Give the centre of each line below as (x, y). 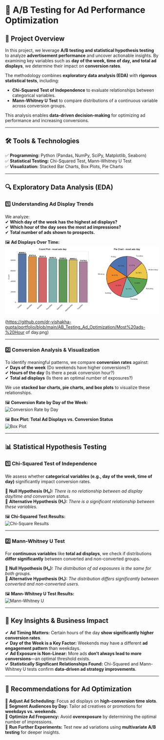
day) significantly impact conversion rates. (48, 481)
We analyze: (18, 217)
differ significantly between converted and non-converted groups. (73, 559)
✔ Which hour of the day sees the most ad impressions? (63, 227)
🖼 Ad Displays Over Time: (32, 242)
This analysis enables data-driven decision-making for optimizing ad (75, 115)
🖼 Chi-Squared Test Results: (35, 516)
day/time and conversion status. (38, 496)
